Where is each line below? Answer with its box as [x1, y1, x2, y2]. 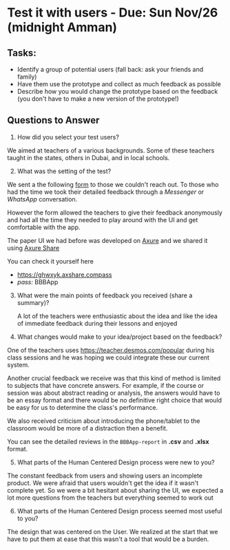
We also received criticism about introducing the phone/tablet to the [7, 416, 200, 425]
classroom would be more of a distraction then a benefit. [7, 424, 168, 432]
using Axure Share [7, 244, 60, 252]
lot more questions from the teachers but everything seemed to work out [7, 493, 213, 502]
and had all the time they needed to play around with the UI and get [7, 215, 198, 224]
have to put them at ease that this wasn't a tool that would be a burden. [7, 535, 209, 543]
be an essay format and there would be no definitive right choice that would [7, 395, 222, 404]
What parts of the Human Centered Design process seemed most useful [17, 507, 222, 515]
